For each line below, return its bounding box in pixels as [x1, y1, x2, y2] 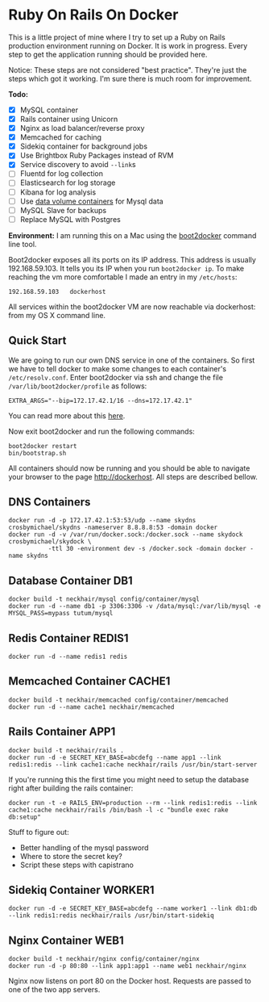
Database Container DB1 [8, 573, 133, 587]
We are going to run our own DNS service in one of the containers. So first [8, 355, 255, 365]
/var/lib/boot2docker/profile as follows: [8, 381, 147, 391]
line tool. [8, 239, 37, 249]
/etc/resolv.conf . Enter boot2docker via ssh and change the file [8, 372, 224, 382]
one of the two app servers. [8, 985, 101, 995]
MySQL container [19, 105, 79, 115]
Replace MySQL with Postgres [19, 214, 121, 224]
